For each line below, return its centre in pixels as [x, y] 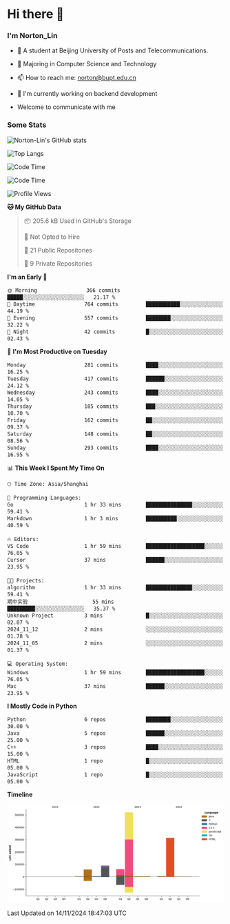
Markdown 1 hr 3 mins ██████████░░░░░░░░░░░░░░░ [115, 518]
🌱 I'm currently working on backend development [87, 94]
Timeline [20, 794]
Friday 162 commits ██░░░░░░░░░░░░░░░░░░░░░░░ [115, 420]
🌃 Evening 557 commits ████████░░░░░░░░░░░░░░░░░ [115, 318]
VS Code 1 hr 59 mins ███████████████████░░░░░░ [115, 546]
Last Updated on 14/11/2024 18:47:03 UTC [67, 913]
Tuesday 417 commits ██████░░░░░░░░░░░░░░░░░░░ [115, 379]
